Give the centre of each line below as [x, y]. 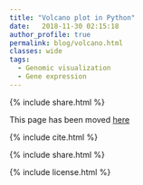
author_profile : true [50, 34]
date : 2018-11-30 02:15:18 [64, 26]
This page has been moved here [70, 119]
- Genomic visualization [64, 69]
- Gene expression [52, 77]
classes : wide [36, 51]
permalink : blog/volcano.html [67, 43]
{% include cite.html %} [53, 137]
